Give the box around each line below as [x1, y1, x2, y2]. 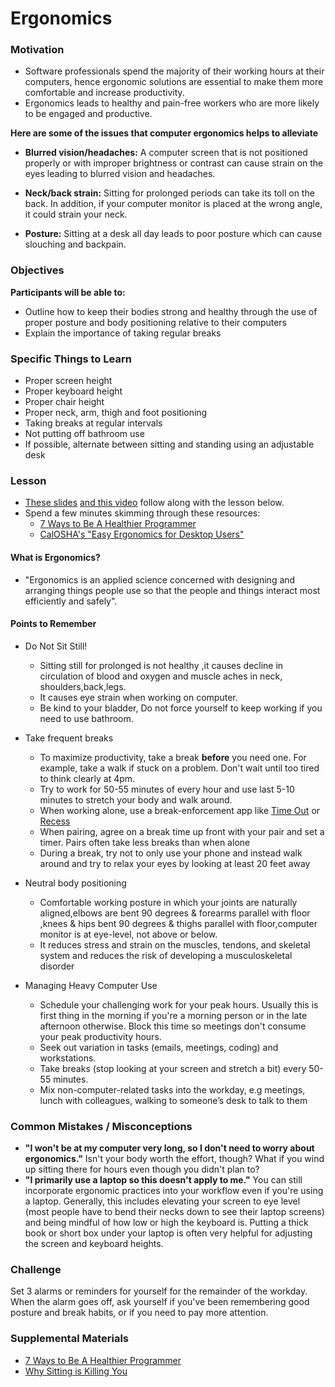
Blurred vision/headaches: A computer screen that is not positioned [24, 147, 308, 159]
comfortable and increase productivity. [24, 87, 185, 99]
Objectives [10, 263, 65, 277]
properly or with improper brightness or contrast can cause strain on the [24, 157, 324, 169]
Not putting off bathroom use [24, 428, 145, 440]
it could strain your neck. [24, 208, 128, 221]
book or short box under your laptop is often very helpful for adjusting [24, 1227, 313, 1239]
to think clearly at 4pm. [39, 772, 136, 784]
